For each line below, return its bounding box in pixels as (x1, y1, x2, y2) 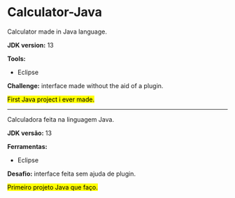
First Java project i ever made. (7, 95, 95, 104)
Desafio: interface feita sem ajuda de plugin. (7, 169, 136, 178)
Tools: (7, 54, 26, 63)
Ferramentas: (7, 142, 48, 150)
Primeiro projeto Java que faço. (7, 183, 98, 191)
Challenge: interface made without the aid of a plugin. (7, 81, 164, 90)
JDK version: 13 (7, 41, 54, 49)
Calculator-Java (7, 4, 103, 20)
